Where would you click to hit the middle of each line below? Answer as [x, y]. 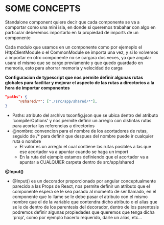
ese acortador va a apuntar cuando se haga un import [74, 152]
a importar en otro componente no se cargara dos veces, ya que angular [78, 57]
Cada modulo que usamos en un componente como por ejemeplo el [74, 47]
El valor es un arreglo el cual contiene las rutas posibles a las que [85, 146]
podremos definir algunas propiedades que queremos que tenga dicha [83, 212]
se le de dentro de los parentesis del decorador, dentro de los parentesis [85, 207]
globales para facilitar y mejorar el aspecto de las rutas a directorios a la [80, 82]
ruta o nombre [26, 141]
